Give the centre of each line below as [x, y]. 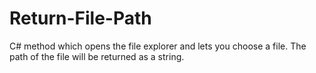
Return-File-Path [80, 18]
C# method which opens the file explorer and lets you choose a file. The [158, 46]
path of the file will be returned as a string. [97, 56]
